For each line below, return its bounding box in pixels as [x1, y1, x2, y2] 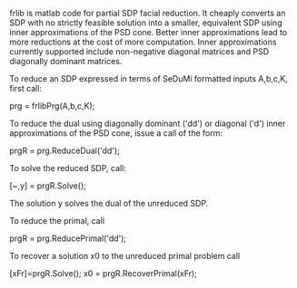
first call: [9, 83, 43, 93]
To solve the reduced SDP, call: [9, 163, 127, 173]
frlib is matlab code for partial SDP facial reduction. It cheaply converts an [9, 8, 286, 18]
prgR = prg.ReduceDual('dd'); [9, 145, 120, 156]
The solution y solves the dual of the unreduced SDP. [9, 198, 209, 208]
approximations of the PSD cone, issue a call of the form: [9, 128, 223, 139]
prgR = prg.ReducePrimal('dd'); [9, 233, 127, 244]
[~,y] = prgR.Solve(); [9, 180, 86, 191]
